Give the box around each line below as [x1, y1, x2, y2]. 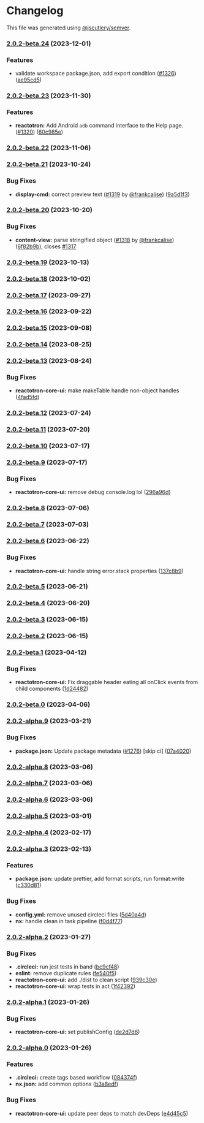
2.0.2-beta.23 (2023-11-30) [6, 91, 91, 100]
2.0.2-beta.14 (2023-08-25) [6, 340, 92, 349]
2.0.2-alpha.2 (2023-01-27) [6, 932, 91, 941]
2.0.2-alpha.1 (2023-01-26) [6, 997, 90, 1006]
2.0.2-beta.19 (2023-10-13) [6, 258, 89, 267]
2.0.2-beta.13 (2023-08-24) [6, 357, 92, 365]
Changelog [6, 4, 64, 18]
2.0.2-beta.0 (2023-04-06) [6, 700, 91, 709]
